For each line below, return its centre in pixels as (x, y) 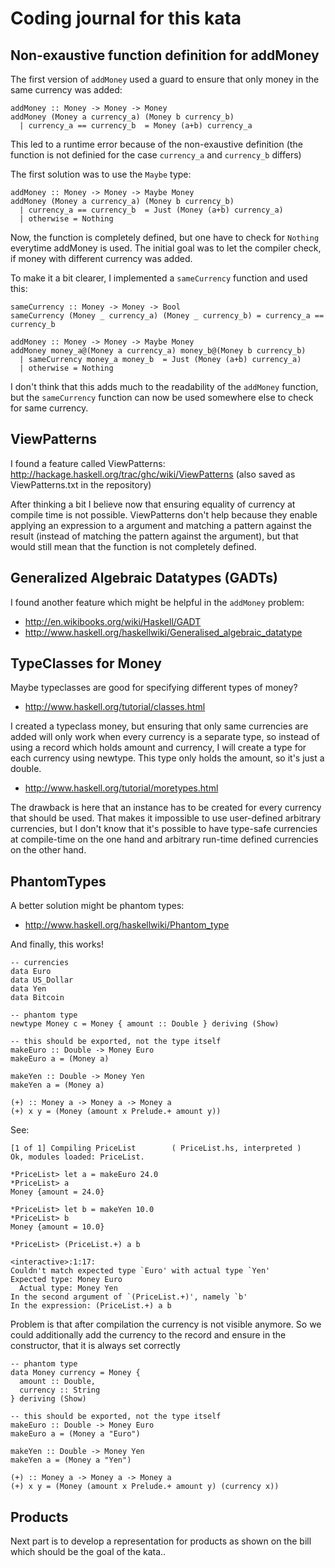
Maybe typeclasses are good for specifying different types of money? (154, 688)
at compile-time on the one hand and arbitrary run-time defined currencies (164, 839)
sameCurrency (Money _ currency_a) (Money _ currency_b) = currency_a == (167, 316)
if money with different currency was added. (101, 258)
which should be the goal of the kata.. (88, 1552)
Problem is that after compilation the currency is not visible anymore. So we (166, 1324)
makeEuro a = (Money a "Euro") (75, 1434)
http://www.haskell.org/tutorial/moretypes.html (121, 788)
